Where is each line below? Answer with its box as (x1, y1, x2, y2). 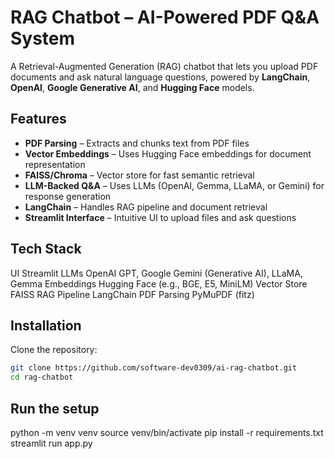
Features (10, 111, 67, 128)
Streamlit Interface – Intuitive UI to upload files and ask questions (24, 211, 297, 223)
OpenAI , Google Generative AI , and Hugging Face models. (10, 81, 255, 93)
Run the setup (10, 400, 100, 417)
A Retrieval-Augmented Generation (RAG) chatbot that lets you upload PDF (10, 60, 319, 72)
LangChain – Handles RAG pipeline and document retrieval (24, 201, 268, 213)
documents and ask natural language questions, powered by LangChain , (10, 71, 311, 83)
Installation (10, 317, 82, 334)
